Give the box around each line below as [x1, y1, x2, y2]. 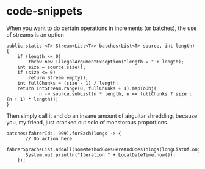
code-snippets [6, 4, 83, 18]
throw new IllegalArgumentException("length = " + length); [28, 59, 184, 65]
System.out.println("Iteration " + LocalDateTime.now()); [25, 151, 176, 158]
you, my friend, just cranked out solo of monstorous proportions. [6, 118, 169, 126]
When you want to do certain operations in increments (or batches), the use [6, 24, 197, 32]
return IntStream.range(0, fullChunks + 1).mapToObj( [17, 85, 157, 92]
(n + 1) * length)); [6, 96, 59, 102]
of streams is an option [6, 31, 64, 38]
